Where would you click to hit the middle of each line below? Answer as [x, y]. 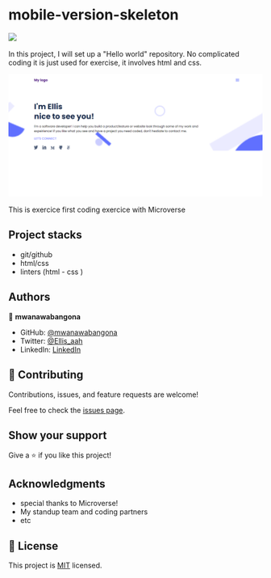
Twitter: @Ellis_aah [51, 340]
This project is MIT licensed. [55, 565]
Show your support [58, 435]
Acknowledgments [57, 484]
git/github [36, 254]
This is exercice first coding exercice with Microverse [97, 210]
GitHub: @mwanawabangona [69, 332]
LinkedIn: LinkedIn [50, 349]
